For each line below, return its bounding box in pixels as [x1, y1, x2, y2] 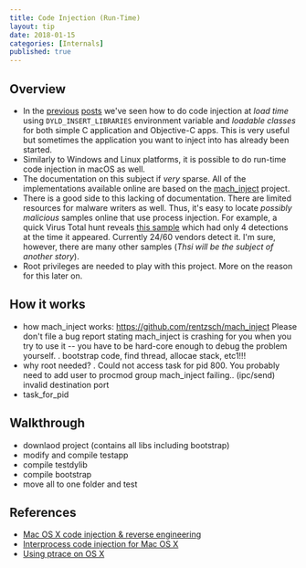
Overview [9, 81, 67, 97]
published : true [9, 47, 71, 57]
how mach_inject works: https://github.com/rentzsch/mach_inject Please [22, 321, 298, 331]
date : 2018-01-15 [9, 30, 76, 39]
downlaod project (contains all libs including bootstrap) [22, 439, 230, 450]
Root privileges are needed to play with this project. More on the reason [22, 260, 293, 271]
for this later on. [22, 270, 83, 281]
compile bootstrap [22, 468, 92, 479]
